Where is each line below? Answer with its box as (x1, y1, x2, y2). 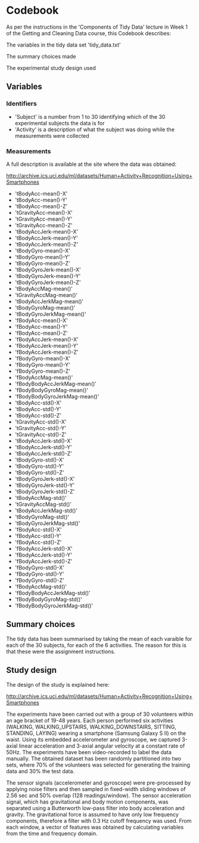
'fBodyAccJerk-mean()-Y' (14, 342, 79, 349)
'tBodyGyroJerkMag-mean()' (14, 310, 86, 317)
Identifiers (6, 100, 37, 108)
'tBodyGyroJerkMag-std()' (14, 520, 80, 527)
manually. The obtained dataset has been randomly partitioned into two (6, 755, 182, 762)
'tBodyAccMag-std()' (14, 494, 67, 501)
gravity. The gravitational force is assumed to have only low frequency (6, 811, 179, 818)
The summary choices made (6, 53, 76, 60)
